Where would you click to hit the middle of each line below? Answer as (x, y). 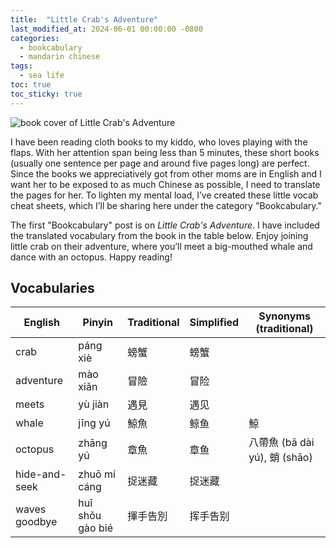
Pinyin (97, 323)
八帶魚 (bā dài (281, 443)
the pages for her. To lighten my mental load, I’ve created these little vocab (164, 195)
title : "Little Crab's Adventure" (84, 19)
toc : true (31, 85)
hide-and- (41, 474)
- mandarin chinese (60, 57)
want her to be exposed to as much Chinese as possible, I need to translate (165, 184)
